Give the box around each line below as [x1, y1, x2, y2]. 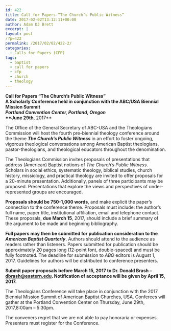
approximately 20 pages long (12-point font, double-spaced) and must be [5, 247, 160, 253]
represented [5, 189, 31, 195]
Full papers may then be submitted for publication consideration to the [5, 230, 158, 236]
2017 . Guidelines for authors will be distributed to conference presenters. [5, 257, 158, 263]
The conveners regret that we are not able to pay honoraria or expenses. [5, 314, 158, 320]
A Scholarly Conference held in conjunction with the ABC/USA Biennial [5, 98, 159, 104]
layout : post [5, 31, 33, 36]
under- [149, 183, 163, 189]
